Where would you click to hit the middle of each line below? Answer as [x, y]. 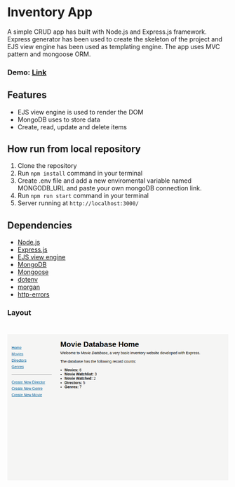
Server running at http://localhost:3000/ [78, 203]
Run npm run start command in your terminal [83, 196]
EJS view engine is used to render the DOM [80, 112]
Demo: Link [27, 72]
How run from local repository [74, 149]
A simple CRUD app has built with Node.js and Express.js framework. [107, 32]
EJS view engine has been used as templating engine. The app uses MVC [114, 46]
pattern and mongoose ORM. [49, 54]
